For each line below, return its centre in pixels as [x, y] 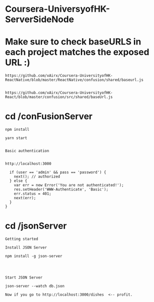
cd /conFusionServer [49, 116]
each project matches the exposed [77, 52]
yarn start [16, 138]
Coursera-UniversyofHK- [58, 9]
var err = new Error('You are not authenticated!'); [69, 185]
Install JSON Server [26, 248]
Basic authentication [27, 151]
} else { [18, 181]
